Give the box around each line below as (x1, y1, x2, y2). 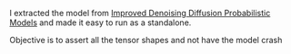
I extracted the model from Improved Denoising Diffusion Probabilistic (9, 8, 271, 18)
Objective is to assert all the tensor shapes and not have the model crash (9, 35, 283, 45)
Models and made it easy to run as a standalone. (9, 17, 192, 28)
